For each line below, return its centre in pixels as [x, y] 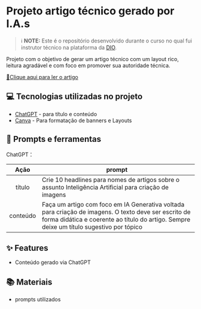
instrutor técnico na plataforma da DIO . [69, 47]
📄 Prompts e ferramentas [54, 139]
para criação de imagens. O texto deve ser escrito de [116, 212]
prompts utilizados [38, 299]
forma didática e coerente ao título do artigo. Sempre [116, 219]
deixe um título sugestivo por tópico [92, 227]
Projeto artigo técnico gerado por [90, 11]
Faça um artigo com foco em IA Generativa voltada [113, 204]
